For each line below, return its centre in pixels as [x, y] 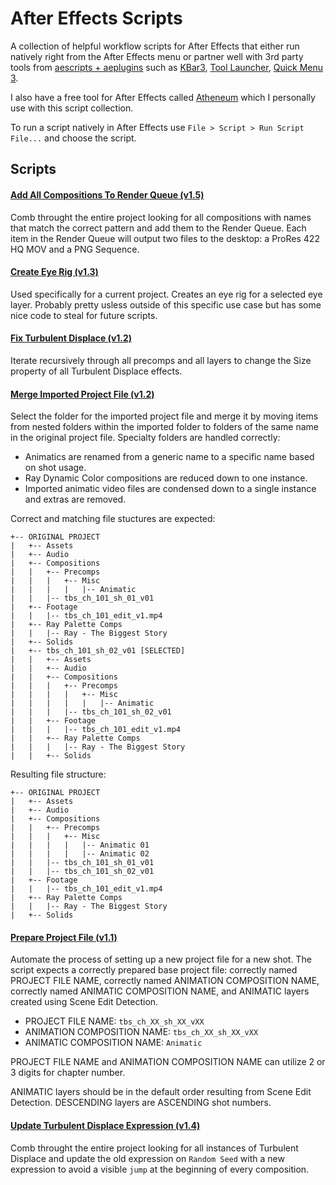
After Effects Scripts [96, 18]
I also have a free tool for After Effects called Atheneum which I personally [163, 97]
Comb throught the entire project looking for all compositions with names [161, 217]
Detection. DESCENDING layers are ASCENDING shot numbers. [141, 1103]
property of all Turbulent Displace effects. [96, 371]
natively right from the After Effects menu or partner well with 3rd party [157, 56]
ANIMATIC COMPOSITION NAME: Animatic [113, 1043]
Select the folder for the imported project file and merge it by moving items [164, 416]
